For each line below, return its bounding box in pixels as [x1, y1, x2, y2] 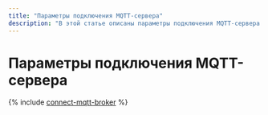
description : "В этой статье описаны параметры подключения [8, 19, 214, 27]
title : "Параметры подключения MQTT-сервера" [8, 11, 163, 20]
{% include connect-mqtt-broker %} [8, 97, 128, 107]
